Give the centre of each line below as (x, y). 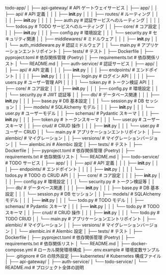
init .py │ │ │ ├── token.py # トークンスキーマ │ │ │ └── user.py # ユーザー (83, 119)
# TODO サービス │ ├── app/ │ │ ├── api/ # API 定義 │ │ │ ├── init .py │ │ (82, 163)
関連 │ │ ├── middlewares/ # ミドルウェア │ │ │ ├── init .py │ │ (92, 39)
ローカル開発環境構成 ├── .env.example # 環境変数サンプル (99, 250)
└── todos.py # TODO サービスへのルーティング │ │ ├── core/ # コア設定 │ (83, 26)
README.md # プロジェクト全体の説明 (45, 267)
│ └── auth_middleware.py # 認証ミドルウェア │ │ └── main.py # (73, 45)
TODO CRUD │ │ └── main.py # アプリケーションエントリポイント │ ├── (81, 219)
